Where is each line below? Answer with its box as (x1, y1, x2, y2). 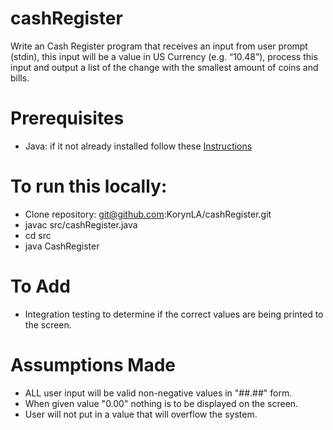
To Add (10, 275, 71, 297)
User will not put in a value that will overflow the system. (24, 408, 258, 420)
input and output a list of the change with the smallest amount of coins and (10, 61, 319, 73)
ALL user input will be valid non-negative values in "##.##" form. (24, 387, 293, 399)
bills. (10, 72, 30, 84)
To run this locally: (10, 175, 168, 198)
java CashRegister (24, 240, 100, 252)
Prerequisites (10, 107, 125, 130)
